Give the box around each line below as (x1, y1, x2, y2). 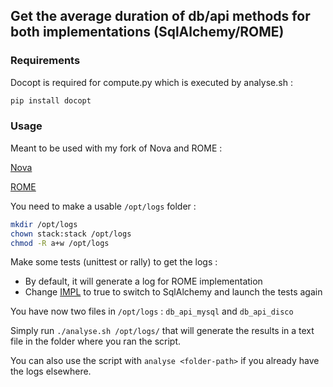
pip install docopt (10, 95, 92, 106)
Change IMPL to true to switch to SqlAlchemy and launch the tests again (24, 286, 323, 298)
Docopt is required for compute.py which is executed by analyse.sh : (10, 76, 293, 88)
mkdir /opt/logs (10, 219, 78, 229)
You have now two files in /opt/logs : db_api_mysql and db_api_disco (10, 305, 294, 318)
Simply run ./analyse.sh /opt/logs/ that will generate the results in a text (10, 325, 315, 337)
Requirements (10, 54, 81, 68)
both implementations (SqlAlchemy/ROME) (10, 24, 285, 41)
